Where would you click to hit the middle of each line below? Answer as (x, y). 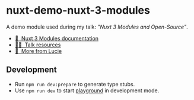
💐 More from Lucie (38, 51)
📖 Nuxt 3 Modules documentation (57, 38)
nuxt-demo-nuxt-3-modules (78, 10)
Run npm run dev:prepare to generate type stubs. (75, 84)
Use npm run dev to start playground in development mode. (87, 90)
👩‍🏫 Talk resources (38, 45)
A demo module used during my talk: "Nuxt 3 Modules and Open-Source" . (97, 27)
